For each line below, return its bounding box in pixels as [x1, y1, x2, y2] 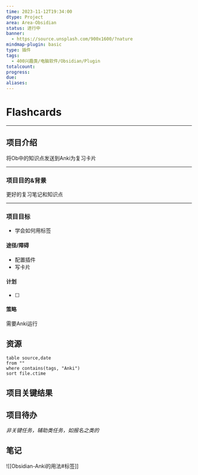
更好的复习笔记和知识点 [6, 191, 63, 198]
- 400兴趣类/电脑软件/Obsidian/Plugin [11, 58, 101, 64]
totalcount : [6, 63, 35, 70]
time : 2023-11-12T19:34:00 [6, 8, 72, 15]
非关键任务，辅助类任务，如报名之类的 [6, 427, 99, 434]
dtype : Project [6, 14, 44, 20]
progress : [6, 69, 31, 75]
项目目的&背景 [6, 176, 47, 184]
